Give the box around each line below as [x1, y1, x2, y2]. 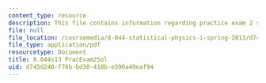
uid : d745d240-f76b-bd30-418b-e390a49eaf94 [8, 63, 154, 71]
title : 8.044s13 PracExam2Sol [8, 56, 108, 64]
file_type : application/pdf [8, 41, 101, 49]
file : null [8, 26, 44, 34]
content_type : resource [8, 11, 87, 20]
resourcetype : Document [8, 48, 87, 56]
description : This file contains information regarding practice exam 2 [8, 19, 253, 27]
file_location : [8, 33, 59, 42]
